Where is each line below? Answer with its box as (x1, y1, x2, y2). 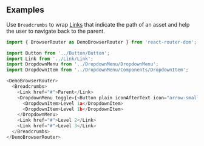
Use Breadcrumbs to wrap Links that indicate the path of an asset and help (6, 21, 190, 28)
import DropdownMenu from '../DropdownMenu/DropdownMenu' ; (6, 61, 159, 67)
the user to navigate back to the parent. (6, 27, 105, 35)
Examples (6, 5, 44, 15)
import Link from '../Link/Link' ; (6, 56, 94, 62)
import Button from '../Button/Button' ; (6, 50, 110, 56)
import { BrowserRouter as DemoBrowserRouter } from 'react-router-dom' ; (6, 39, 197, 45)
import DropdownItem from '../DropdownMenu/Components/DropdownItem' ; (6, 67, 189, 73)
